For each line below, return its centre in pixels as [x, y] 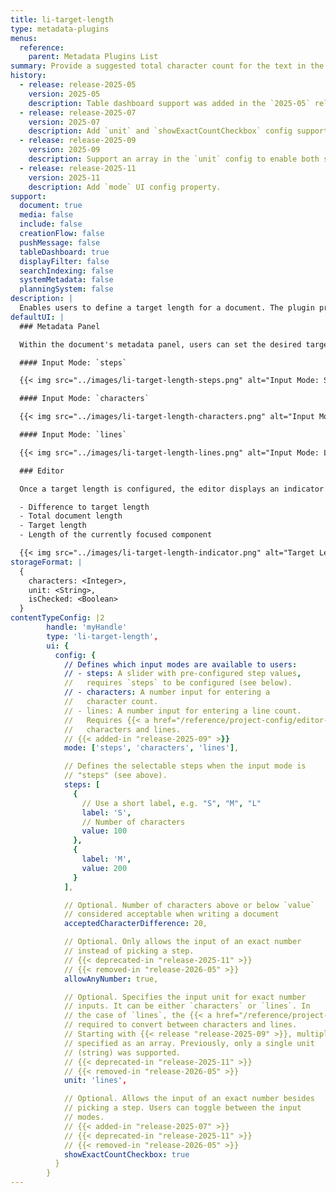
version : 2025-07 [64, 122]
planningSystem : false [66, 289]
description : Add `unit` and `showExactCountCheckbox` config [160, 131]
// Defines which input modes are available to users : [180, 664]
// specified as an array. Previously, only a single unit [189, 1043]
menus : [24, 38]
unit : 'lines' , [95, 1081]
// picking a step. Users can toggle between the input [182, 1108]
